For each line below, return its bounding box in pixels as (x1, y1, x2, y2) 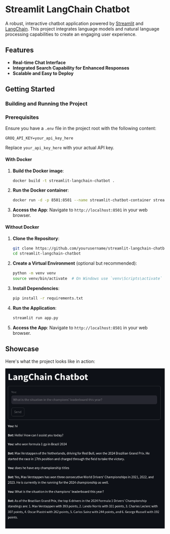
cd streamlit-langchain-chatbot (12, 251, 81, 256)
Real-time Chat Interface (12, 59, 66, 66)
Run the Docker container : (12, 187, 69, 194)
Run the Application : (12, 305, 57, 311)
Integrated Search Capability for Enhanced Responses (12, 65, 130, 71)
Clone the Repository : (12, 235, 60, 241)
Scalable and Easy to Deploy (12, 70, 74, 76)
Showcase (5, 344, 39, 354)
